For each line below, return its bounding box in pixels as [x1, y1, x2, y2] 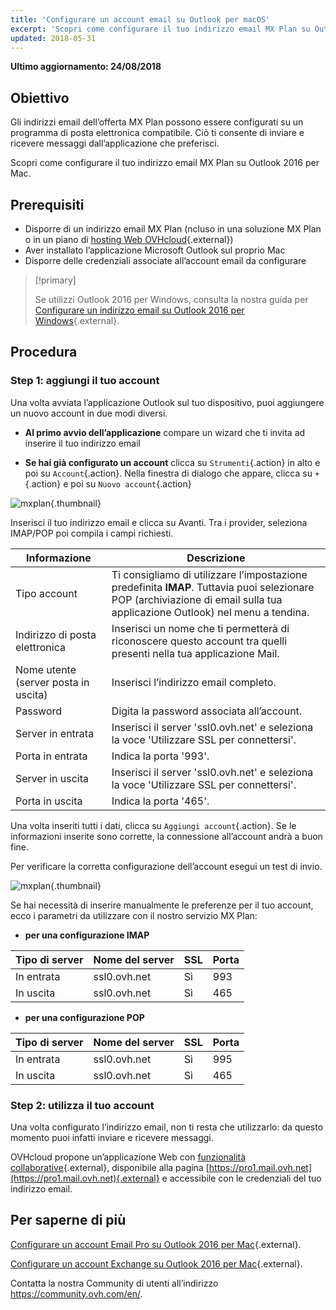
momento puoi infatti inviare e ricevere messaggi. [10, 1131, 214, 1143]
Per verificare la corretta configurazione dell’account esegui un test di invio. [10, 860, 323, 872]
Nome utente [15, 662, 77, 676]
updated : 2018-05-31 [10, 33, 97, 43]
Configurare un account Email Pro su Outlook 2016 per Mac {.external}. [10, 1238, 302, 1250]
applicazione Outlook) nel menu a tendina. [111, 605, 310, 619]
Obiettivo [10, 89, 70, 106]
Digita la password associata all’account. [111, 704, 303, 718]
